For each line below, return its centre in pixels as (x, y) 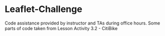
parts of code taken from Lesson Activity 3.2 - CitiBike (61, 28)
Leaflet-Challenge (44, 9)
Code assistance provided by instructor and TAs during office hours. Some (82, 23)
